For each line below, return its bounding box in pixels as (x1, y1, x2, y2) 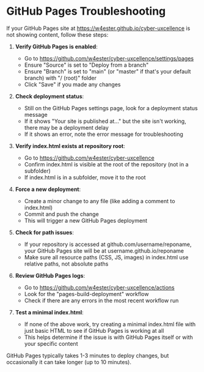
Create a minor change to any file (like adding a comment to (24, 197, 175, 204)
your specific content (24, 340, 78, 347)
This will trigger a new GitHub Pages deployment (24, 217, 148, 224)
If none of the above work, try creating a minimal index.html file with (24, 320, 196, 328)
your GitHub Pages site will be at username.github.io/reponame (24, 247, 184, 255)
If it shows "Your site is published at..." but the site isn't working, (24, 117, 186, 125)
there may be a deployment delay (24, 124, 109, 131)
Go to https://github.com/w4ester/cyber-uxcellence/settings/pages (24, 54, 194, 62)
